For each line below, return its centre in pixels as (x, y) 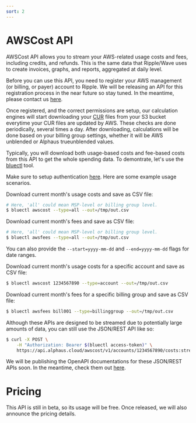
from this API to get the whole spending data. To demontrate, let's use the (95, 159)
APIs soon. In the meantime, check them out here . (66, 368)
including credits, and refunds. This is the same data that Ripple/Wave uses (97, 63)
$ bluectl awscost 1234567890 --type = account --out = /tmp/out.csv (87, 283)
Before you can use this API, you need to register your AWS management (94, 80)
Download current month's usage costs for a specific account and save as (95, 266)
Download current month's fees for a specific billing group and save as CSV (97, 294)
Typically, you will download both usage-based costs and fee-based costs (95, 153)
